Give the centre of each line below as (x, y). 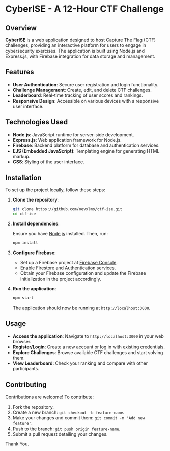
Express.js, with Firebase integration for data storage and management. (80, 56)
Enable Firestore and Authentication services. (68, 268)
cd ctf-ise (24, 214)
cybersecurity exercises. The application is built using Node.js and (75, 51)
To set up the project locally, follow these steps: (55, 190)
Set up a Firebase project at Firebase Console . (69, 263)
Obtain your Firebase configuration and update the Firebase (83, 273)
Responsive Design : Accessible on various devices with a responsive (86, 101)
